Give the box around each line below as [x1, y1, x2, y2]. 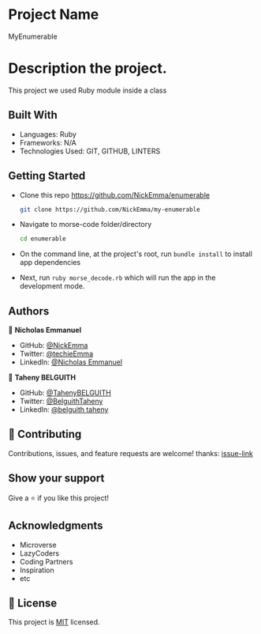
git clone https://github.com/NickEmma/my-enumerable [19, 206, 200, 213]
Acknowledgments [8, 519, 104, 533]
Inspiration [19, 565, 54, 575]
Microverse [19, 540, 57, 549]
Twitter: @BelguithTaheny [19, 397, 103, 406]
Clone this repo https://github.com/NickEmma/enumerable [19, 190, 211, 199]
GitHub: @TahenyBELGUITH [19, 388, 112, 398]
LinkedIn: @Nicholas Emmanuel [19, 357, 123, 367]
